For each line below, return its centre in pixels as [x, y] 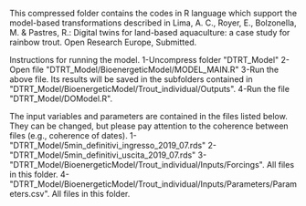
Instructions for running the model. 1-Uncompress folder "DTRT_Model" [144, 60]
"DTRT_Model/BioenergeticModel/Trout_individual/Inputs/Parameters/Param [153, 184]
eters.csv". [30, 194]
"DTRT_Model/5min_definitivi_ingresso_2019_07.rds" [108, 145]
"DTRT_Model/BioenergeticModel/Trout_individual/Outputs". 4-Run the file [150, 89]
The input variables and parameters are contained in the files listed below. [148, 116]
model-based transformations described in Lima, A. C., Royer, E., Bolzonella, [153, 23]
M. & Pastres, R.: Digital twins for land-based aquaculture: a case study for [150, 32]
